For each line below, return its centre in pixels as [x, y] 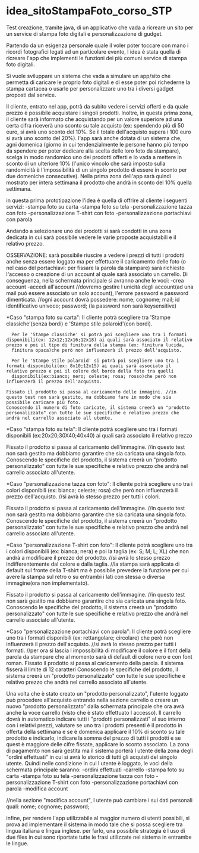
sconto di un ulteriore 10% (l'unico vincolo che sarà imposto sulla [86, 163]
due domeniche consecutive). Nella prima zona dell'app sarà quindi [89, 176]
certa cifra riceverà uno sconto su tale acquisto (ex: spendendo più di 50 [95, 125]
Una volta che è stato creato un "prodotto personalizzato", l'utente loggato [97, 693]
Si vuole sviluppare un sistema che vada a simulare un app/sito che [89, 76]
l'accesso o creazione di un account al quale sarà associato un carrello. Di [97, 274]
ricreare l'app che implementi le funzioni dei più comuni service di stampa [97, 58]
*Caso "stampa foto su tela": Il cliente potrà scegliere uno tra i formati [92, 429]
